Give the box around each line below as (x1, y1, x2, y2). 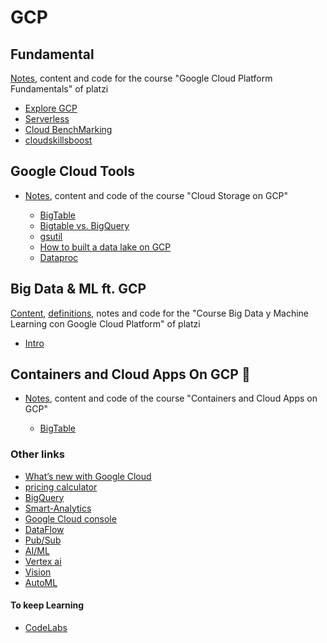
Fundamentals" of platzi (10, 83, 109, 95)
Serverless (24, 113, 70, 125)
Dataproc (39, 251, 79, 263)
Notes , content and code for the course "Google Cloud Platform (10, 72, 273, 84)
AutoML (24, 576, 58, 588)
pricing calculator (24, 481, 98, 493)
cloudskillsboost (24, 134, 93, 146)
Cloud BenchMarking (24, 124, 113, 135)
